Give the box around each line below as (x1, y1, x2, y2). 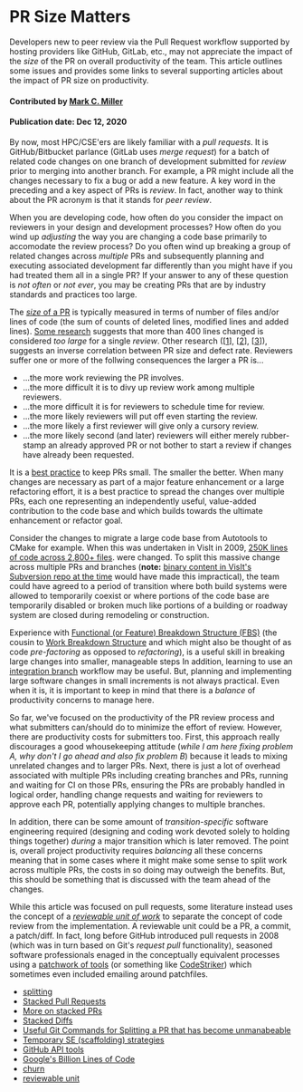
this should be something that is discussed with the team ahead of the (9, 874, 271, 884)
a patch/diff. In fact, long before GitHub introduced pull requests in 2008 (9, 930, 279, 941)
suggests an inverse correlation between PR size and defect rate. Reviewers (9, 344, 294, 355)
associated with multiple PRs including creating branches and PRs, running (9, 769, 289, 780)
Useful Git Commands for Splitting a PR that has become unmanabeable (22, 1024, 291, 1035)
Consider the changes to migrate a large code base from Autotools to (9, 532, 269, 543)
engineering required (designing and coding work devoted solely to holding (9, 826, 290, 836)
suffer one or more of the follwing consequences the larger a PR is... (9, 354, 264, 365)
